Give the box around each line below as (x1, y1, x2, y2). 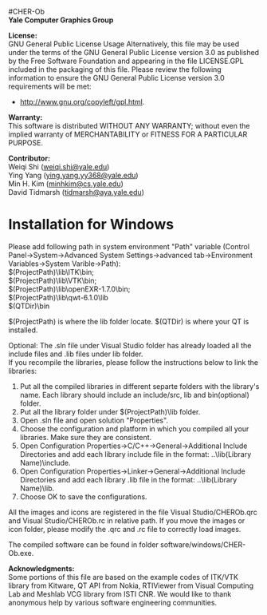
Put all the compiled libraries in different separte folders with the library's (19, 381, 260, 391)
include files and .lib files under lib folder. (8, 349, 143, 359)
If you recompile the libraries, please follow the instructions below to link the (8, 357, 259, 367)
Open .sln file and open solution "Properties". (19, 415, 169, 425)
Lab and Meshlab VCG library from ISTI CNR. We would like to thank (8, 589, 232, 598)
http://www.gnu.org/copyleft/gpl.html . (19, 97, 145, 106)
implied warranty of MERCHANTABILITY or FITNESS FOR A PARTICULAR (8, 129, 248, 139)
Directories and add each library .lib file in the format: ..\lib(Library (19, 474, 238, 484)
